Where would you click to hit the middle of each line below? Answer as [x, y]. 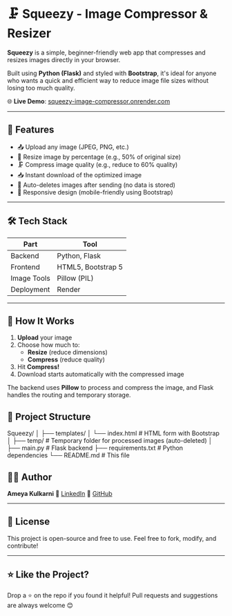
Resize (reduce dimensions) [68, 352]
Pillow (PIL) [75, 278]
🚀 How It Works [41, 321]
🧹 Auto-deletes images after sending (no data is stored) [96, 185]
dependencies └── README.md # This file [68, 455]
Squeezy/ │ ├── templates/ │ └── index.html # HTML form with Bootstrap [113, 433]
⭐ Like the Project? [48, 575]
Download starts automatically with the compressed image [100, 375]
